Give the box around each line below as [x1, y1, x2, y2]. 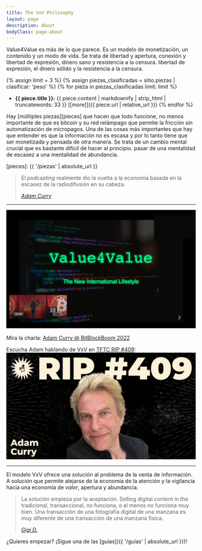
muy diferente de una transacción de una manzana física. [20, 514, 164, 522]
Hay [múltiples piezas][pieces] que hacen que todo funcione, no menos [6, 113, 184, 120]
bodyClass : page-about [6, 29, 63, 35]
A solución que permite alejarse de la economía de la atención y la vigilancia [6, 477, 195, 484]
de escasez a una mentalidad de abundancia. [6, 151, 118, 159]
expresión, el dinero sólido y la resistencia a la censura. [6, 65, 144, 72]
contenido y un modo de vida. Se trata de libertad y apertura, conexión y [6, 52, 186, 59]
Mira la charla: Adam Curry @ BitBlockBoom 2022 [6, 334, 130, 342]
